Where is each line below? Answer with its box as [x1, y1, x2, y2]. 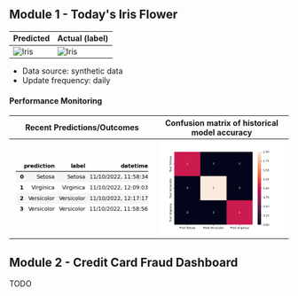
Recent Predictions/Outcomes [25, 122, 139, 133]
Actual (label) [57, 33, 109, 43]
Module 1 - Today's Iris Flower [9, 7, 178, 22]
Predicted [12, 33, 51, 43]
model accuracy [191, 127, 253, 137]
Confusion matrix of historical [165, 117, 279, 128]
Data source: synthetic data [21, 66, 123, 76]
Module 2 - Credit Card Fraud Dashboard [9, 254, 239, 269]
